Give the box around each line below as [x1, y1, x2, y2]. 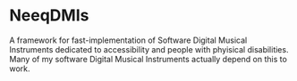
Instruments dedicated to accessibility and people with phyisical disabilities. [9, 44, 289, 54]
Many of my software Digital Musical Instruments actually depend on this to [9, 53, 288, 64]
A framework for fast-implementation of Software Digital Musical [9, 35, 248, 45]
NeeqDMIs [9, 5, 89, 26]
